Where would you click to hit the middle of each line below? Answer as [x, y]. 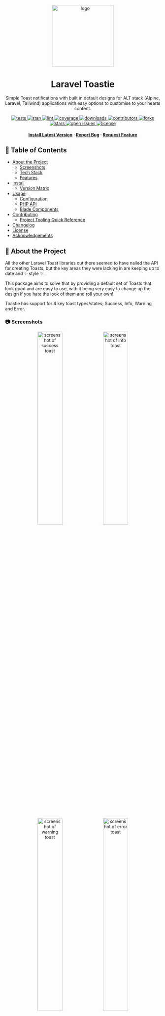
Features [29, 178]
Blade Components [39, 209]
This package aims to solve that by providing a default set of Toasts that [78, 283]
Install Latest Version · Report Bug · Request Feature [83, 134]
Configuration [33, 199]
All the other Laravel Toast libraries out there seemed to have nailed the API [82, 263]
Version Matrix [34, 188]
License [20, 230]
